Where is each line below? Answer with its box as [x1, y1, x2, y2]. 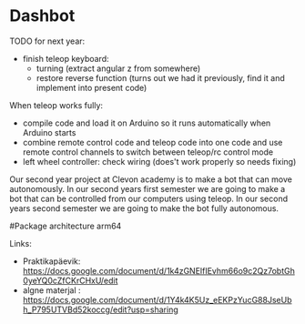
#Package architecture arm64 [9, 220, 122, 231]
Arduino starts [22, 127, 76, 137]
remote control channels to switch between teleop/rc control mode [22, 147, 274, 157]
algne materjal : [22, 284, 81, 296]
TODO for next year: [9, 35, 86, 46]
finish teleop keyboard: [22, 53, 109, 64]
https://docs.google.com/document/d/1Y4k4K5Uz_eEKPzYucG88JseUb [22, 294, 292, 305]
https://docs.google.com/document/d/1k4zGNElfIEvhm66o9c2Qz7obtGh [22, 265, 296, 276]
